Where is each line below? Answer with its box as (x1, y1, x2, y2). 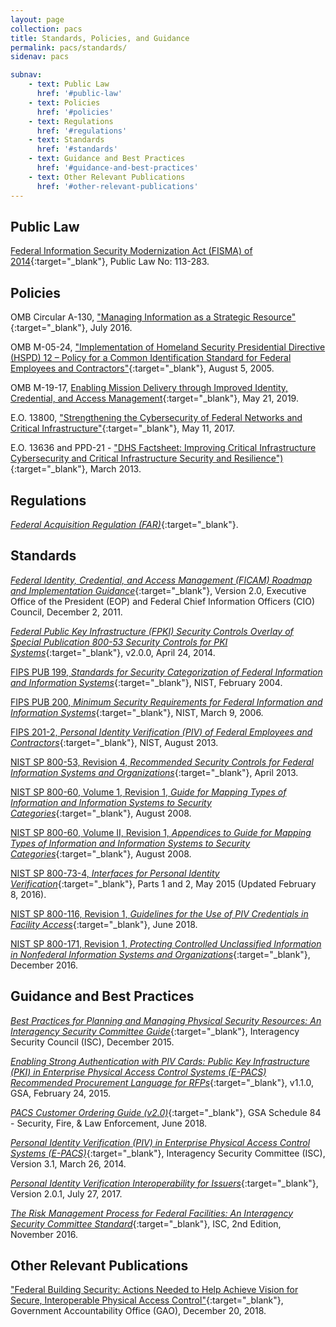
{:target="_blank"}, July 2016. (10, 322, 133, 334)
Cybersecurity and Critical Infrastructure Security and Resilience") (10, 452, 284, 465)
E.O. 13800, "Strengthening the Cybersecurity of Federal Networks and (10, 412, 303, 424)
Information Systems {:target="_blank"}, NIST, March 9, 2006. (10, 706, 264, 718)
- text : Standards (28, 135, 105, 145)
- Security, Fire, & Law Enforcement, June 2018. (10, 1117, 208, 1129)
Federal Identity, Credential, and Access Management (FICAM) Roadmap (10, 574, 313, 586)
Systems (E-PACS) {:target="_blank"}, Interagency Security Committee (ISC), (10, 1147, 326, 1159)
